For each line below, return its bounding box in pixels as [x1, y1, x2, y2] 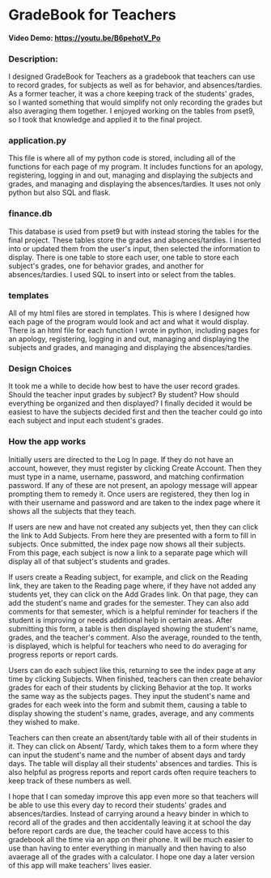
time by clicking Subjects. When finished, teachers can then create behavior [8, 674, 263, 683]
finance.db [8, 208, 53, 220]
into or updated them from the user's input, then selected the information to [8, 243, 260, 253]
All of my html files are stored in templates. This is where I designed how [8, 308, 251, 318]
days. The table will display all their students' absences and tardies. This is [8, 758, 257, 768]
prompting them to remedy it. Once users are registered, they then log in [8, 489, 250, 499]
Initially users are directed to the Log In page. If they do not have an [8, 454, 234, 464]
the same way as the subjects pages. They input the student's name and [8, 691, 251, 700]
